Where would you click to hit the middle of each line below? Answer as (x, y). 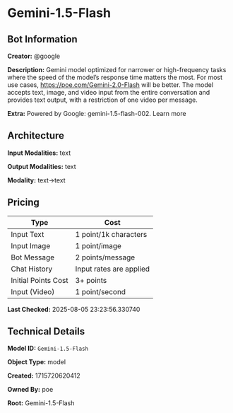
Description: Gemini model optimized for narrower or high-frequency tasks (117, 70)
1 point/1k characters (111, 234)
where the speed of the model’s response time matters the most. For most (115, 77)
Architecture (36, 136)
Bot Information (42, 39)
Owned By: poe (30, 390)
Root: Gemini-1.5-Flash (41, 403)
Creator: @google (34, 56)
